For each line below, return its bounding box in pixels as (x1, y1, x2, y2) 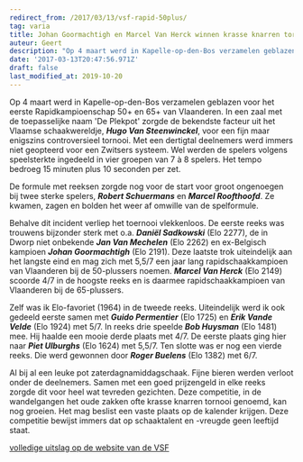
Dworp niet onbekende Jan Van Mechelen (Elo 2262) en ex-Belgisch (9, 236, 267, 248)
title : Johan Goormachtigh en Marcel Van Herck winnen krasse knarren (9, 30, 280, 39)
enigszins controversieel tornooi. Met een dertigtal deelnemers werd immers (9, 134, 294, 145)
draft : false (9, 64, 59, 73)
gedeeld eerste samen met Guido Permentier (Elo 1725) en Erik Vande (9, 312, 273, 322)
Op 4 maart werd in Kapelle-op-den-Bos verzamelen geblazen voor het (9, 96, 275, 107)
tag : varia (9, 22, 50, 31)
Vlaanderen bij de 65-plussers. (9, 285, 124, 295)
